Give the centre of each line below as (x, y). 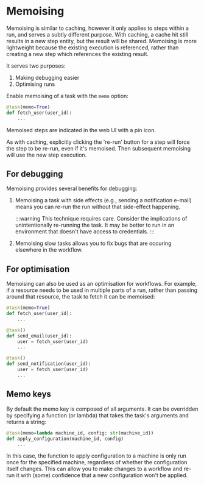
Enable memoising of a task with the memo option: (68, 96)
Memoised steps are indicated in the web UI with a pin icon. (81, 130)
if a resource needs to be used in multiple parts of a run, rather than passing (102, 290)
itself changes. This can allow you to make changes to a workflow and (94, 469)
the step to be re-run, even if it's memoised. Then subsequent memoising (99, 148)
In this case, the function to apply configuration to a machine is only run (97, 456)
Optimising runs (35, 84)
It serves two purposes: (36, 66)
